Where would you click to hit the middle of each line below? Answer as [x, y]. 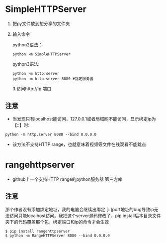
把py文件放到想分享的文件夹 [41, 23]
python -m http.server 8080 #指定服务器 [53, 79]
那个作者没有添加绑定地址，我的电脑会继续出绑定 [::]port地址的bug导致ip [80, 209]
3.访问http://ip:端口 [32, 89]
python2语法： [28, 45]
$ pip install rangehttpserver [38, 231]
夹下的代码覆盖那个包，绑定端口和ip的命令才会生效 [57, 222]
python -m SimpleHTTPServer [41, 54]
